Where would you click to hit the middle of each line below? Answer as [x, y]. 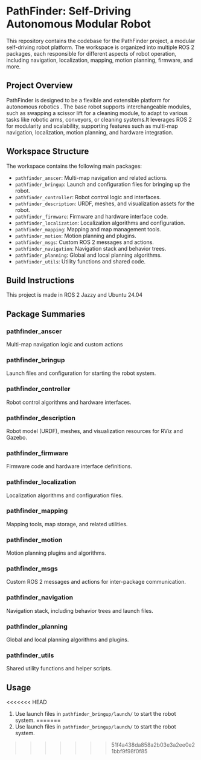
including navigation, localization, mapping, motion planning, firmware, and [100, 60]
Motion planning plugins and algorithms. [56, 553]
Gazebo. [17, 437]
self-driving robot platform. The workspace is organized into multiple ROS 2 [100, 47]
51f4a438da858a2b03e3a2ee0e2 [153, 745]
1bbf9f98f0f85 [129, 752]
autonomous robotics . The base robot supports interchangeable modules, [99, 107]
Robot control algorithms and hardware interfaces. [69, 402]
